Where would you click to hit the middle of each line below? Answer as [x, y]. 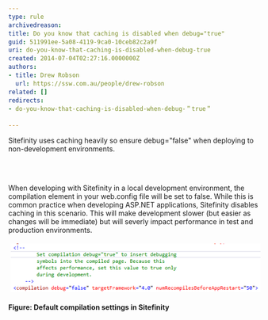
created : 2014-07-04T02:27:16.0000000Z [74, 59]
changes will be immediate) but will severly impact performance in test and [131, 222]
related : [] [28, 92]
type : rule [26, 17]
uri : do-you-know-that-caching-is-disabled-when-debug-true [110, 50]
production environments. [50, 230]
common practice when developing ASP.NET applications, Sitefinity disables [133, 205]
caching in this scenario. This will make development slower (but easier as [130, 213]
